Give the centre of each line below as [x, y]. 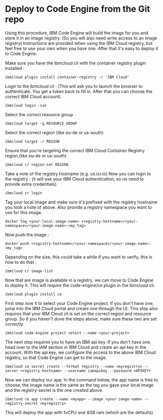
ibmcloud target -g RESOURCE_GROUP [41, 123]
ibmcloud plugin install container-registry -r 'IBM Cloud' [67, 77]
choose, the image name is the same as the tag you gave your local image [79, 385]
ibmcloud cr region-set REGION [37, 164]
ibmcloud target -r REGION [32, 141]
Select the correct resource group [39, 114]
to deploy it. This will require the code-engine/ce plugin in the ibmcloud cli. [80, 285]
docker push [17, 243]
